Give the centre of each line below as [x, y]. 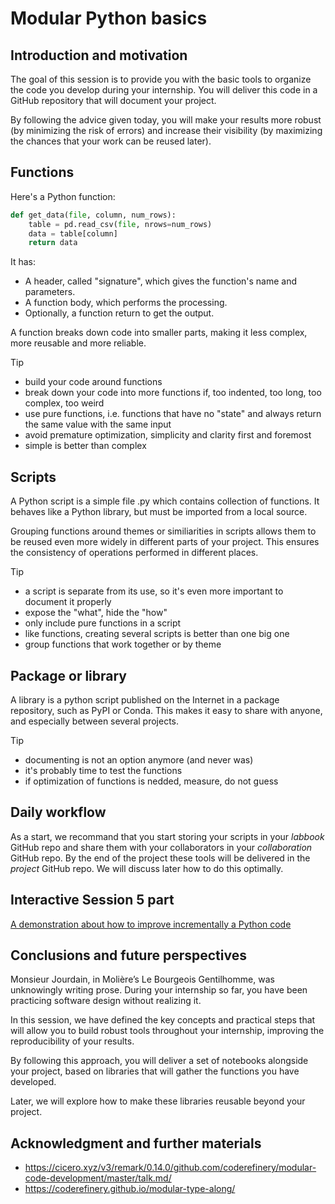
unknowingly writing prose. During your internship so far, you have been [159, 990]
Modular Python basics [109, 18]
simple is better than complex [85, 446]
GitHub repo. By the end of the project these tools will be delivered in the [160, 858]
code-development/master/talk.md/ [98, 1178]
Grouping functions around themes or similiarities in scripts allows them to [163, 531]
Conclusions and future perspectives [128, 955]
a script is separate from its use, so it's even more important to [154, 591]
